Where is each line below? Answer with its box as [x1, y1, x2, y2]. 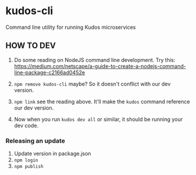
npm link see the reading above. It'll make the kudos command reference [14, 98, 190, 105]
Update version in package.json [14, 150, 92, 157]
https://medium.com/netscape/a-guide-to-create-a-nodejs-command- [14, 62, 187, 70]
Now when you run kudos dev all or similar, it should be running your [14, 115, 183, 123]
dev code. [14, 122, 39, 129]
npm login [14, 157, 39, 163]
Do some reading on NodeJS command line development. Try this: [14, 56, 176, 63]
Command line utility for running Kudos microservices [5, 24, 136, 31]
